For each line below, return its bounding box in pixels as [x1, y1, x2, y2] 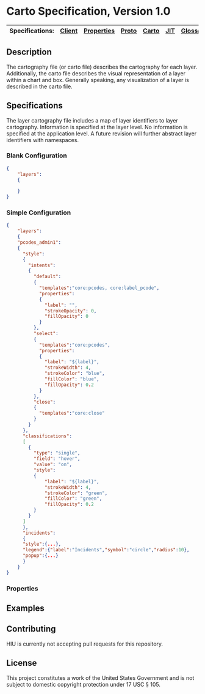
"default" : [33, 274, 62, 280]
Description [6, 47, 52, 58]
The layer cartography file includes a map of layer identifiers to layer [6, 116, 178, 124]
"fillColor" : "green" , [45, 496, 103, 502]
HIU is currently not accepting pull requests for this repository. [6, 640, 164, 647]
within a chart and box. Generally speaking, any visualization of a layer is [6, 76, 189, 83]
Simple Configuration [6, 208, 71, 217]
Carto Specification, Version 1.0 [6, 4, 171, 18]
